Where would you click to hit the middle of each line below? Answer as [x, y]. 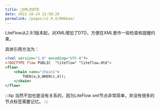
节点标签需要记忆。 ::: [27, 101]
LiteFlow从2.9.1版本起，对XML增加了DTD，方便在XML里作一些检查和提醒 [78, 33]
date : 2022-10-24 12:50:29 [32, 14]
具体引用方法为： [22, 49]
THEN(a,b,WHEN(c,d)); [44, 76]
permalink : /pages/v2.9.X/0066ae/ [40, 18]
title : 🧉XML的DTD [22, 9]
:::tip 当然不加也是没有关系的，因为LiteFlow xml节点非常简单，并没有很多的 [80, 95]
